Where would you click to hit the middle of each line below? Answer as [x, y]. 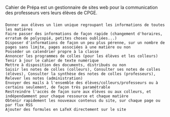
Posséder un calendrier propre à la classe [52, 51]
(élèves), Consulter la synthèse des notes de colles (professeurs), [81, 74]
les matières [19, 29]
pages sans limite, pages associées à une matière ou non [68, 47]
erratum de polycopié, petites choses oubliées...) [61, 38]
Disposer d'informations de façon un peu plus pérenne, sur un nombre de [85, 43]
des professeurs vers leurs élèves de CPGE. [51, 13]
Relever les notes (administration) [44, 78]
